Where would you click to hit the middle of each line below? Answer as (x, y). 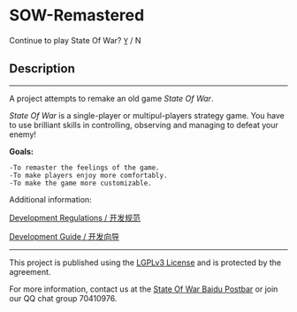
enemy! (23, 134)
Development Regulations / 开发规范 (75, 217)
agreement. (30, 271)
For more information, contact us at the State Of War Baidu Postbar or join (144, 289)
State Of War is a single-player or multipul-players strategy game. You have (147, 115)
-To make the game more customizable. (80, 183)
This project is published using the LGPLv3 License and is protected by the (145, 263)
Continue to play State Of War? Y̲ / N (75, 40)
